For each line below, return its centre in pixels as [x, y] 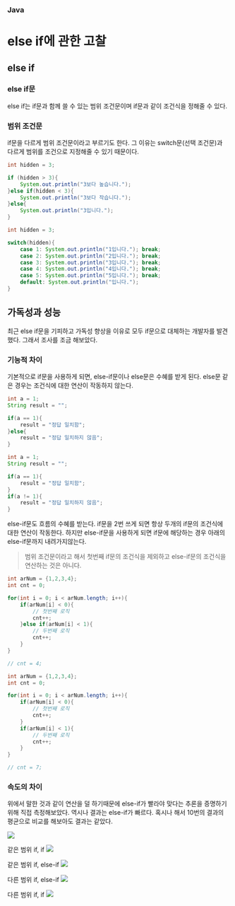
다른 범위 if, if [26, 895]
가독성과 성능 [34, 313]
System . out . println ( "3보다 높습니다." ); [76, 184]
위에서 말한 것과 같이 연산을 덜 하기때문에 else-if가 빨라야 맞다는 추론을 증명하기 [117, 803]
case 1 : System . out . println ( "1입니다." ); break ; [90, 249]
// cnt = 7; [25, 768]
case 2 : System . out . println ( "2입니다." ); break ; [90, 256]
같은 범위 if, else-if [34, 865]
